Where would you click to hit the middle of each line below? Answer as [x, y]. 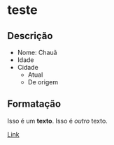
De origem [43, 82]
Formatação [34, 104]
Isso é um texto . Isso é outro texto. [58, 121]
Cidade [28, 67]
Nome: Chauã [37, 52]
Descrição [30, 36]
